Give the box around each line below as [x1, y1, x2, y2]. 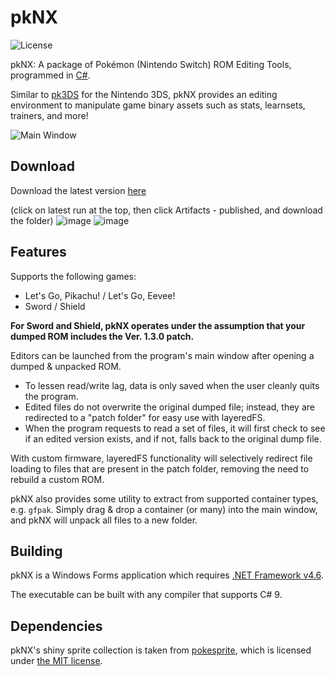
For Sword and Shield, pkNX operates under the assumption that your [10, 319, 306, 331]
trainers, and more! [10, 109, 89, 121]
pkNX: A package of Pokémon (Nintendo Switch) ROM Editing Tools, [10, 58, 292, 70]
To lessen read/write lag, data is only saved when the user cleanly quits [24, 379, 320, 391]
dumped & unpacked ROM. [10, 360, 122, 372]
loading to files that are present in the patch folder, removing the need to [10, 462, 310, 475]
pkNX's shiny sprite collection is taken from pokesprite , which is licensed [10, 644, 312, 656]
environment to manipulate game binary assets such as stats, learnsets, [10, 99, 306, 111]
